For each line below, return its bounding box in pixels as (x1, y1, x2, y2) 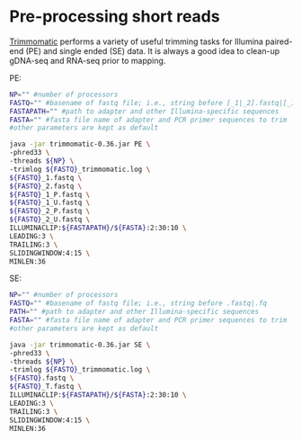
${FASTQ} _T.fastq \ (9, 382, 83, 391)
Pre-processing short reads (9, 6, 220, 27)
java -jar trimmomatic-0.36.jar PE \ (9, 139, 151, 149)
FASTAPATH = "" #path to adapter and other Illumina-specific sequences (9, 106, 280, 116)
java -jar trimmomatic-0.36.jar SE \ (9, 340, 151, 349)
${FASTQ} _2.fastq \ (9, 182, 83, 191)
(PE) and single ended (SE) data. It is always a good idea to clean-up (25, 45, 280, 56)
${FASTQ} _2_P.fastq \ (9, 207, 91, 216)
